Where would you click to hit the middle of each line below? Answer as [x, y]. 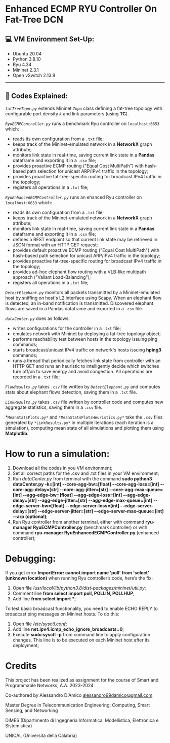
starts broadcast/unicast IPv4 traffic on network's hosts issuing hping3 [87, 350]
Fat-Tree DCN [34, 20]
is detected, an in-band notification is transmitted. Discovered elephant [79, 303]
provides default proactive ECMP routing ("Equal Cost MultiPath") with [86, 250]
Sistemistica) [19, 725]
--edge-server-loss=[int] [93, 505]
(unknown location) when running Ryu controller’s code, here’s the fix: [79, 578]
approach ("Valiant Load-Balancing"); [52, 277]
